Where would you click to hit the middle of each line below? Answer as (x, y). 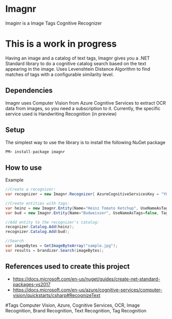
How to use (24, 167)
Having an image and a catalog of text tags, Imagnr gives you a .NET (78, 58)
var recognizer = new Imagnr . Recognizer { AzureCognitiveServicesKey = (82, 194)
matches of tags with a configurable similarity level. (60, 74)
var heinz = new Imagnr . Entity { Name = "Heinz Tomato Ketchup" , (72, 208)
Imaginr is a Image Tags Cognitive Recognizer (54, 23)
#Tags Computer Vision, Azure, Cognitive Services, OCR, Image (72, 305)
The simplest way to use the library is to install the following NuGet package (85, 142)
